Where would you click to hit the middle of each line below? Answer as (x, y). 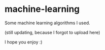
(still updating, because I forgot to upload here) (52, 32)
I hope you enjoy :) (24, 42)
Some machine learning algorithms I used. (48, 23)
